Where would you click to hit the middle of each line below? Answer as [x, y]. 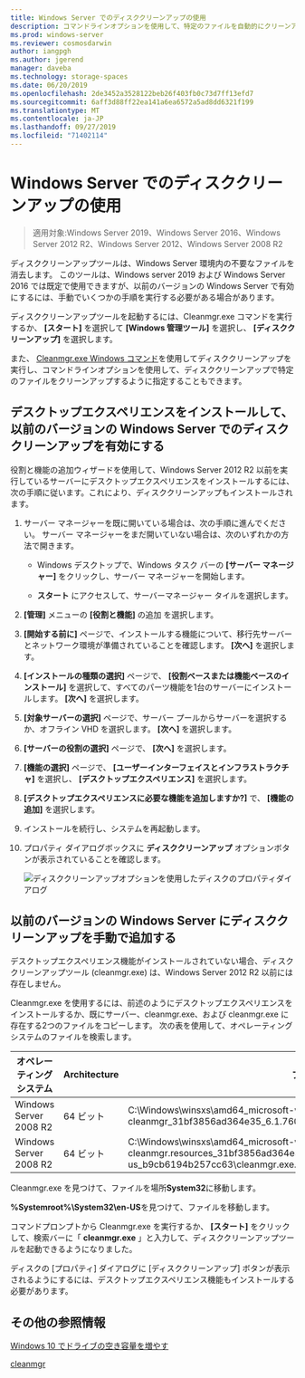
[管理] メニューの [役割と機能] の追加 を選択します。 [121, 614]
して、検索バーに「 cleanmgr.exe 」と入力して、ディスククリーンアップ [145, 1238]
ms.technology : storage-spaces [69, 77]
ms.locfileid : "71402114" [59, 136]
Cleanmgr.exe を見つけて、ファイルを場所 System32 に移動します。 [135, 1188]
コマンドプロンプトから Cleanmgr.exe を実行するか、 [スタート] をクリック [150, 1227]
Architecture [91, 1075]
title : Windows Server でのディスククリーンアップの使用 [108, 18]
